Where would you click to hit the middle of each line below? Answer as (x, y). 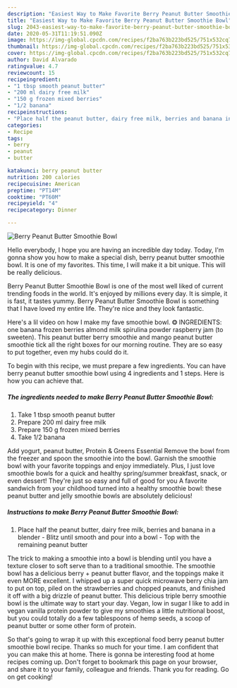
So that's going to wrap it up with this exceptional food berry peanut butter (116, 639)
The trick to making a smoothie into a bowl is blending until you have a (109, 558)
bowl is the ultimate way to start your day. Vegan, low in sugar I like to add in (119, 603)
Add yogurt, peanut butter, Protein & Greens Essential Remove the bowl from (119, 450)
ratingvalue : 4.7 (33, 66)
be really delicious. (35, 272)
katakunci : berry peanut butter (55, 171)
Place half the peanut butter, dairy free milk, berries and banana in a (116, 529)
